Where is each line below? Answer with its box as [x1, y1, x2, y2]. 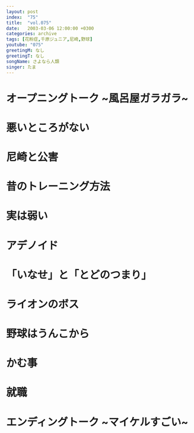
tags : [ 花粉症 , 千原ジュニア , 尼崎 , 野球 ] [6, 36, 93, 42]
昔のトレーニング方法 [6, 180, 111, 193]
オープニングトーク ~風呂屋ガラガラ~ [6, 92, 189, 105]
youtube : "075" [6, 42, 44, 48]
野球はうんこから [6, 327, 90, 341]
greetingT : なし [6, 53, 44, 59]
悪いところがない [6, 121, 90, 134]
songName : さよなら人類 [6, 58, 59, 64]
